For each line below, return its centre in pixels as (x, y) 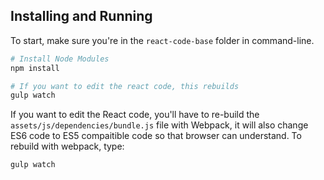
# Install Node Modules (60, 59)
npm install (35, 68)
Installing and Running (81, 16)
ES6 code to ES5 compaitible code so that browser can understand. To (156, 136)
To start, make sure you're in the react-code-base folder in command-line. (162, 40)
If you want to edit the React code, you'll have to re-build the (135, 115)
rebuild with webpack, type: (67, 146)
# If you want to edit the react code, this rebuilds (125, 86)
